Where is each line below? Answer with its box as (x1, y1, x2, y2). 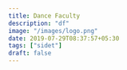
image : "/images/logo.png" (8, 27, 98, 35)
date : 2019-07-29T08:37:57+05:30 (8, 34, 120, 43)
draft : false (8, 49, 52, 57)
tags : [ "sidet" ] (8, 42, 62, 50)
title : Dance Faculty (8, 11, 81, 20)
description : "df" (8, 19, 69, 27)
